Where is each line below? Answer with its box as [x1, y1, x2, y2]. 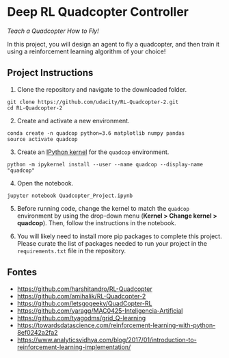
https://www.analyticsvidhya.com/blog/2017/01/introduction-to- [16, 335, 197, 344]
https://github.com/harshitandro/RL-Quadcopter [16, 285, 152, 293]
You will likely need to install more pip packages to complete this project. [16, 232, 222, 240]
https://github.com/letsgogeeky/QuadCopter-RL [16, 299, 152, 307]
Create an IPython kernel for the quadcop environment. [16, 148, 170, 156]
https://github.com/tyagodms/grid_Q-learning [16, 314, 146, 322]
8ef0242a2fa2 [16, 328, 58, 336]
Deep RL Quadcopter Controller [7, 4, 189, 20]
